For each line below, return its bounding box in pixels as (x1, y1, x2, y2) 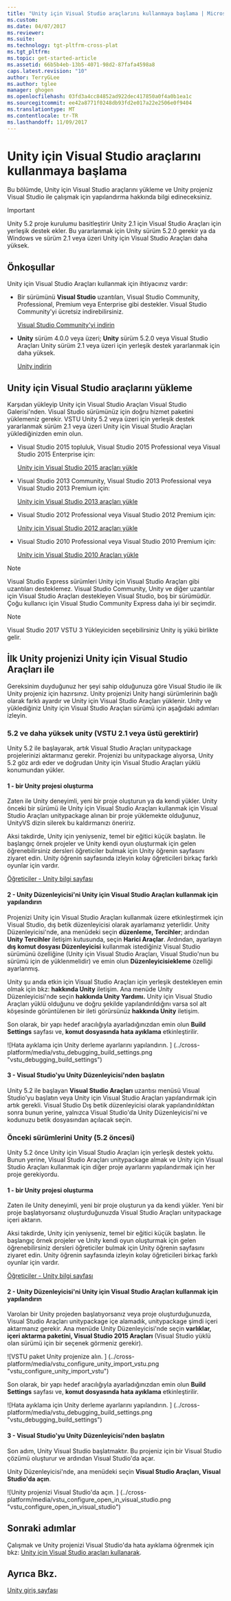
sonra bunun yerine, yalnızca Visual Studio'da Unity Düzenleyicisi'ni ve (7, 1108, 208, 1116)
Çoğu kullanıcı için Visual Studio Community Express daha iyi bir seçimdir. (7, 599, 217, 608)
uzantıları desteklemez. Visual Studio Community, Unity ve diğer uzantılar (7, 585, 215, 593)
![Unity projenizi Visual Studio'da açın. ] (7, 1488, 119, 1496)
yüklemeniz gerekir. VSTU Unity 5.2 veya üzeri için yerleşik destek (7, 415, 195, 423)
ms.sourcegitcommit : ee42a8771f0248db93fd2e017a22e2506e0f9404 (7, 100, 192, 107)
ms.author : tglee (7, 80, 57, 87)
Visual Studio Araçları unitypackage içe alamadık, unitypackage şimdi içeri (7, 1317, 218, 1325)
